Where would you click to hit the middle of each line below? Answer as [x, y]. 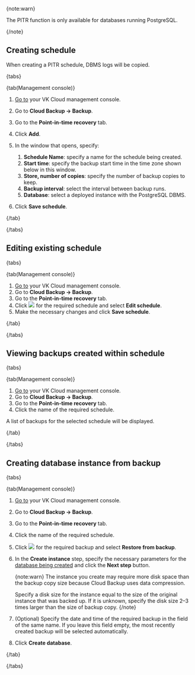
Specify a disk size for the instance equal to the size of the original [96, 595]
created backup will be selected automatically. [71, 632]
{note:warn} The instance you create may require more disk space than [102, 577]
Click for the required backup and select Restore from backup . [95, 548]
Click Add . [28, 134]
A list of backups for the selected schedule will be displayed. [80, 421]
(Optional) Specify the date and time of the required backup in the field [101, 619]
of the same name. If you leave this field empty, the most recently [95, 625]
